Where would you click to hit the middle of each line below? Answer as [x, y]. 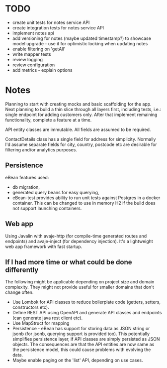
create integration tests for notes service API [58, 27]
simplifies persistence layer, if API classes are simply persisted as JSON [86, 339]
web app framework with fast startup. [44, 246]
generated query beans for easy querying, [56, 192]
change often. [19, 292]
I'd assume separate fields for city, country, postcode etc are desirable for [81, 144]
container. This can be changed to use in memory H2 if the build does [84, 203]
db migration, [26, 187]
